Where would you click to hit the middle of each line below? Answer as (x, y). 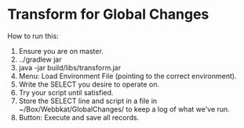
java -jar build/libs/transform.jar (70, 67)
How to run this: (33, 36)
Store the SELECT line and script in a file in (88, 101)
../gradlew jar (40, 59)
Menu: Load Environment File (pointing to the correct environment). (127, 76)
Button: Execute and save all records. (79, 117)
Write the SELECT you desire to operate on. (89, 84)
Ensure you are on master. (61, 51)
